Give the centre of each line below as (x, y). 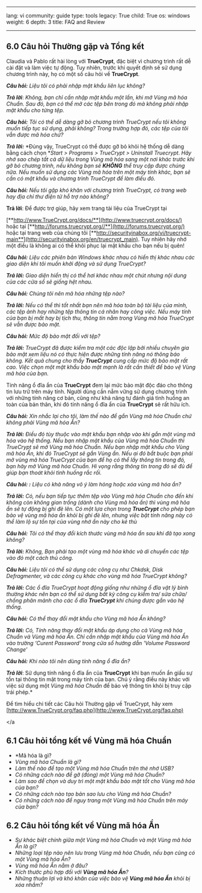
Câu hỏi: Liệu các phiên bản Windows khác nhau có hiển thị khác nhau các (101, 257)
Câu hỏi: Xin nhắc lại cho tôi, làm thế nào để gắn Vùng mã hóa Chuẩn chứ (99, 416)
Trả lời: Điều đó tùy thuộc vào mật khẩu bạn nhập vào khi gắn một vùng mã (101, 434)
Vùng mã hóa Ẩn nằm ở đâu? (51, 866)
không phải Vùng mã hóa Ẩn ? (43, 422)
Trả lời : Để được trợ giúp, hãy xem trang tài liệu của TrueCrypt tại (87, 208)
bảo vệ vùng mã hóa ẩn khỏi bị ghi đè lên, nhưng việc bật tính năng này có (99, 515)
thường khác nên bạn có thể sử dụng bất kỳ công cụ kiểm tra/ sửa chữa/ (97, 594)
